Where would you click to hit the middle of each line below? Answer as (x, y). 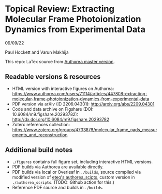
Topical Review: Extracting (60, 9)
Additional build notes (39, 150)
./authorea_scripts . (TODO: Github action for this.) (63, 182)
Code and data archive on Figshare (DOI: (53, 109)
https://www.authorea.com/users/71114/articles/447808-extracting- (80, 93)
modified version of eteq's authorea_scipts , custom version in (74, 177)
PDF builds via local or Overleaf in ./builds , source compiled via (76, 172)
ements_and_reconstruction (40, 134)
